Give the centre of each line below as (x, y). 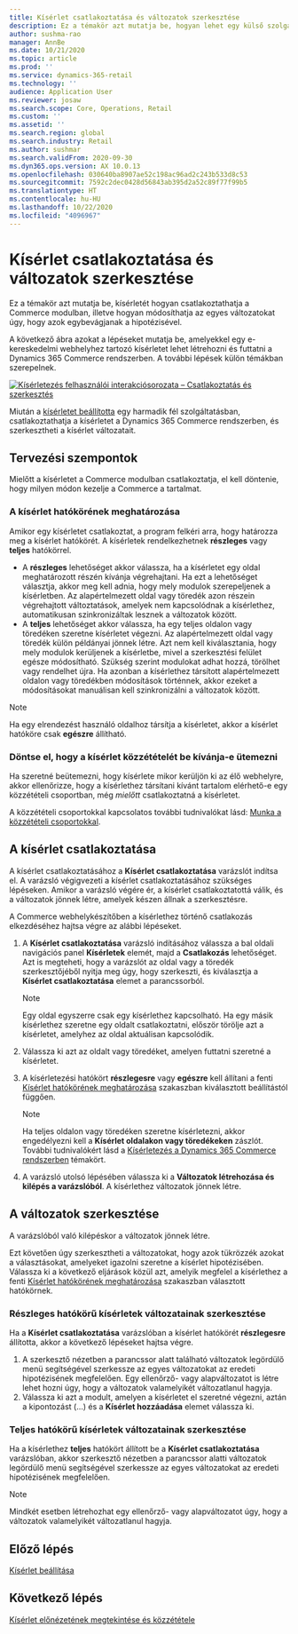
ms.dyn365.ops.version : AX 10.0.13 (75, 166)
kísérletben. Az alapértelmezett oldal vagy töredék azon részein (138, 595)
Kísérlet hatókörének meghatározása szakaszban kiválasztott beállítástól (155, 1087)
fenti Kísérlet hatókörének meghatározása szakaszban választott (127, 1281)
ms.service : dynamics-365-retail (71, 75)
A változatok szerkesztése (84, 1214)
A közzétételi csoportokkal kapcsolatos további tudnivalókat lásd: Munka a (145, 812)
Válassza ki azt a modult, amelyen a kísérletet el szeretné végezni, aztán (154, 1397)
